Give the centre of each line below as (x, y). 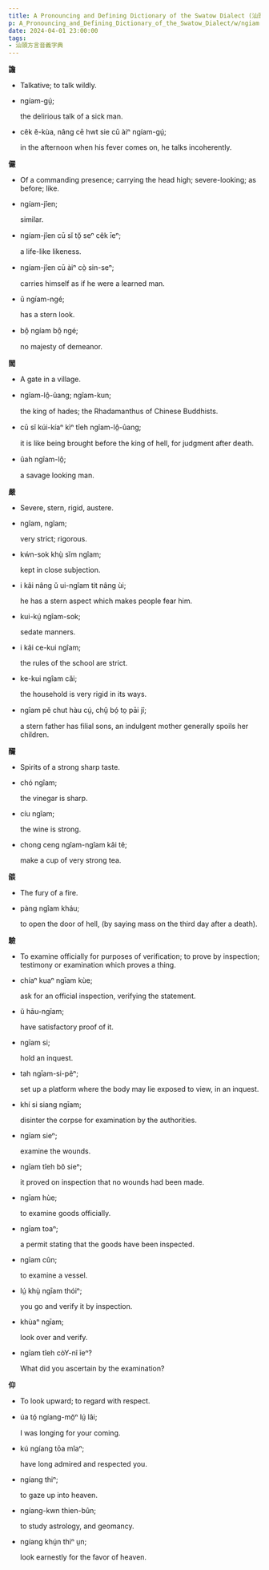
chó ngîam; (38, 783)
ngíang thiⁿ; (39, 1479)
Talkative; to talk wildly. (58, 86)
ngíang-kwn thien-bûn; (58, 1511)
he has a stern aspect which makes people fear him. (106, 601)
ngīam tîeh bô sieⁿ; (51, 1167)
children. (34, 735)
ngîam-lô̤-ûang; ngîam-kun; (66, 395)
